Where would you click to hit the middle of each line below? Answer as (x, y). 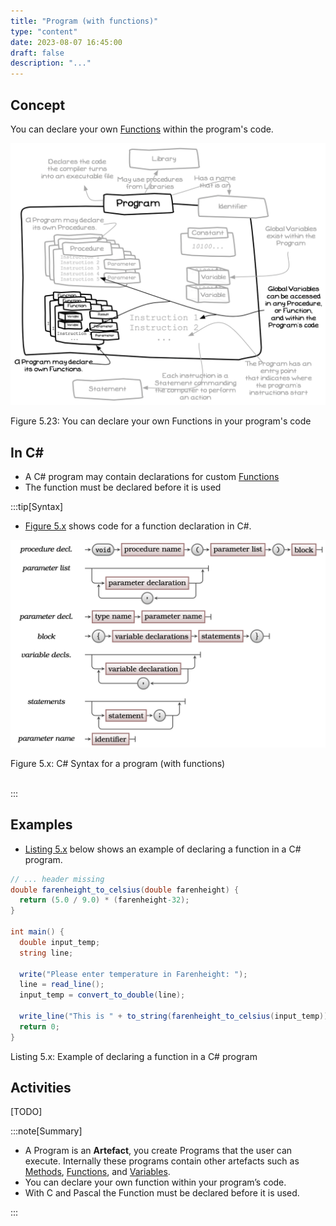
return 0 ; (39, 1026)
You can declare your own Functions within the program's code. (142, 129)
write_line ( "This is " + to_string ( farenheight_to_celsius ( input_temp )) (174, 1016)
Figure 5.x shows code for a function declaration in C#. (138, 526)
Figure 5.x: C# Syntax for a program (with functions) (118, 763)
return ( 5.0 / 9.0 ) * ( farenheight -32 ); (104, 900)
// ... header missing (57, 879)
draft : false (37, 53)
